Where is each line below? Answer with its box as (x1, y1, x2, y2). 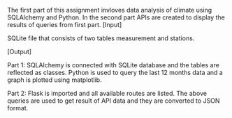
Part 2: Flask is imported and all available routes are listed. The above (7, 90, 208, 97)
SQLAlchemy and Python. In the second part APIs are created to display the (7, 13, 225, 22)
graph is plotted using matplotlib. (7, 76, 103, 84)
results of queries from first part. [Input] (7, 21, 122, 28)
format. (7, 104, 29, 112)
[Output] (7, 48, 32, 56)
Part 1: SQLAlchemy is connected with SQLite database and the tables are (7, 61, 220, 69)
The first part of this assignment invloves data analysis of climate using (7, 6, 212, 14)
